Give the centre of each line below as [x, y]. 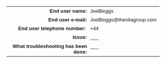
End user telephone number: [52, 29]
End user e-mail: [68, 20]
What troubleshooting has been [50, 46]
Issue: [80, 37]
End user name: [69, 11]
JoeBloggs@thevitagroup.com [123, 20]
